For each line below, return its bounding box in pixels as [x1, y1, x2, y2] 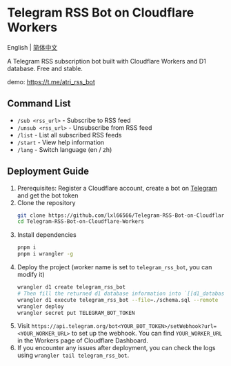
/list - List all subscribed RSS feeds [17, 131, 122, 139]
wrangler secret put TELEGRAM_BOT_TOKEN [17, 309, 135, 316]
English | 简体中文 [7, 43, 58, 51]
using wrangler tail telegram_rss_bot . [17, 351, 130, 360]
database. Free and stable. [7, 64, 83, 73]
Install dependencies [17, 231, 77, 239]
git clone [17, 212, 46, 219]
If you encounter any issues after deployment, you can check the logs [17, 344, 216, 352]
